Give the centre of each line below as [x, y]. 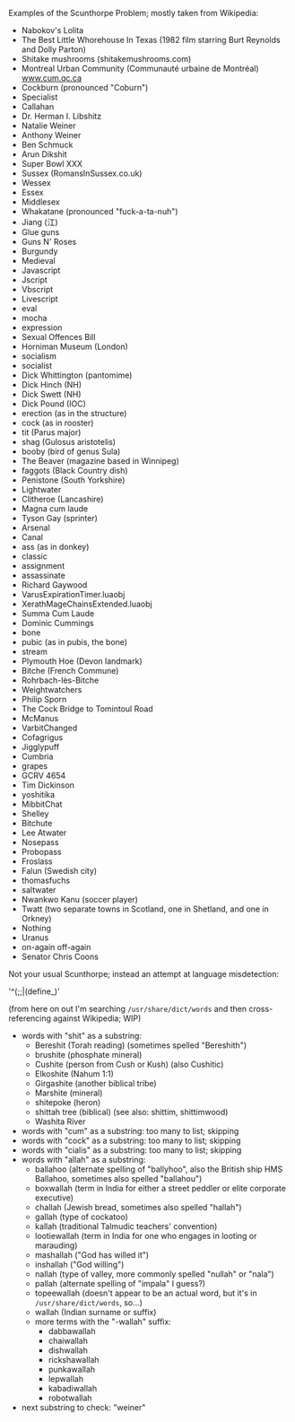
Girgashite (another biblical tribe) [96, 1083]
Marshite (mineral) [69, 1093]
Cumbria [37, 756]
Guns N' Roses [49, 242]
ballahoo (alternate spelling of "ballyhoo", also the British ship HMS [159, 1169]
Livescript [40, 299]
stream [35, 651]
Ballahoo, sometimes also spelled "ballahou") [118, 1178]
